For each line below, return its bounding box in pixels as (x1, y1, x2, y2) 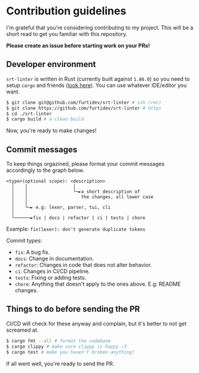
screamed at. (6, 326, 39, 333)
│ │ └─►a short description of (11, 189, 140, 195)
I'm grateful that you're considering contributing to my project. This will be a (6, 24, 194, 31)
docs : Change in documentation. (14, 255, 94, 262)
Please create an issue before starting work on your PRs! (6, 42, 151, 49)
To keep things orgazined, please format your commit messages (6, 160, 165, 168)
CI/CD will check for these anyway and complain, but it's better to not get (6, 320, 187, 327)
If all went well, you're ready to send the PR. (6, 360, 115, 367)
